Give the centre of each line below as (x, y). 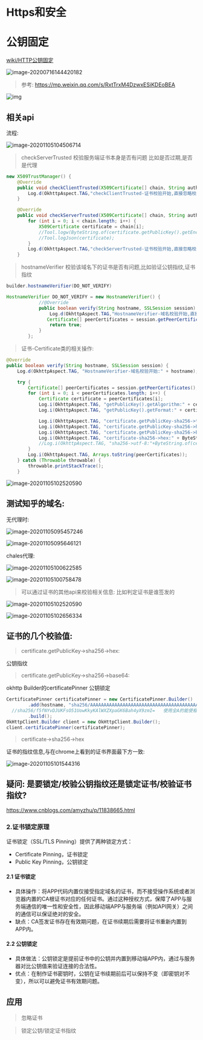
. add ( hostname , (47, 705)
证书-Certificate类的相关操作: (57, 348)
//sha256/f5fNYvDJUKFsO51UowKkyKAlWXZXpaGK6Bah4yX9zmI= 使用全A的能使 (102, 711)
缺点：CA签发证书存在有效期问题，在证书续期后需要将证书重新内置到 (101, 921)
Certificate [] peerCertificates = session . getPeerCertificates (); (113, 388)
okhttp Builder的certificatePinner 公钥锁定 (58, 688)
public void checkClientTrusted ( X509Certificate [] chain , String (101, 188)
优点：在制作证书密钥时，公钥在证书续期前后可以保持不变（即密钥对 (100, 974)
